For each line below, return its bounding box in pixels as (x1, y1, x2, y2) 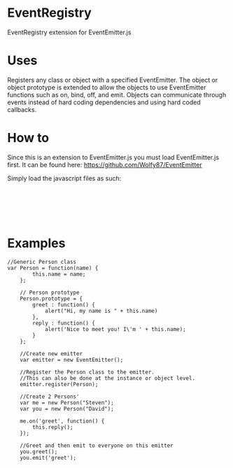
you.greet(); (20, 448, 58, 455)
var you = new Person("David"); (20, 405, 114, 412)
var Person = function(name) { (7, 264, 99, 271)
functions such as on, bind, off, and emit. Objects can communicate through (7, 90, 227, 99)
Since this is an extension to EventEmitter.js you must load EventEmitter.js (7, 153, 219, 162)
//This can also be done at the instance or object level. (20, 374, 196, 382)
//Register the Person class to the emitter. (20, 369, 155, 376)
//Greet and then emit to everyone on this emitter (20, 442, 174, 449)
